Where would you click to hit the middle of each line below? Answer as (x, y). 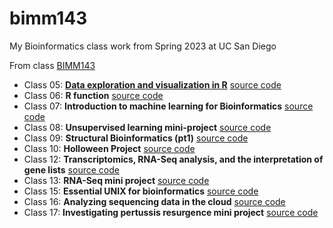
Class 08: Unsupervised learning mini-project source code (147, 127)
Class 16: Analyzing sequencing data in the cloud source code (154, 201)
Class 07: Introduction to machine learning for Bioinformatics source (168, 106)
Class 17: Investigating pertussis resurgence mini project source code (171, 212)
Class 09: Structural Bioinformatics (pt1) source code (136, 138)
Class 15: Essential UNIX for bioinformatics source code (141, 191)
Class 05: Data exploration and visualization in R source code (152, 84)
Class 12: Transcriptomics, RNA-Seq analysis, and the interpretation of (173, 159)
